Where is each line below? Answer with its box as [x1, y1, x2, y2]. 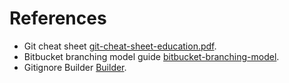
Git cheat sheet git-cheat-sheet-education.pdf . [23, 40, 217, 52]
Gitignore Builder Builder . [23, 61, 127, 73]
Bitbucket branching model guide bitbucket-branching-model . [23, 50, 280, 62]
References [9, 7, 107, 30]
